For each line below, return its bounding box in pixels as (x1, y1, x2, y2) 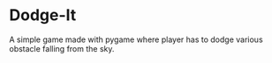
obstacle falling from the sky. (9, 43, 115, 53)
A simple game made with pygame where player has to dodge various (9, 34, 263, 45)
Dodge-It (9, 5, 77, 25)
